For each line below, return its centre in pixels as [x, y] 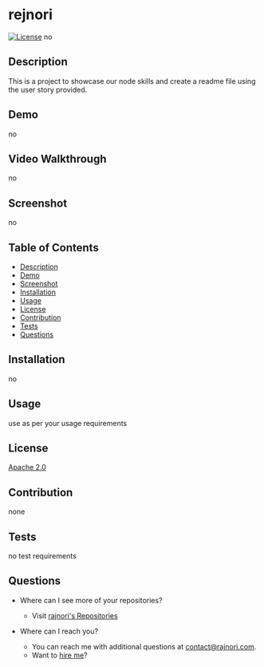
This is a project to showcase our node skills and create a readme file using [132, 81]
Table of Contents [54, 248]
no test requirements [43, 556]
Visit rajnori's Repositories [75, 615]
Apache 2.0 [27, 468]
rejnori [31, 15]
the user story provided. [48, 89]
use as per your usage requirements [68, 423]
